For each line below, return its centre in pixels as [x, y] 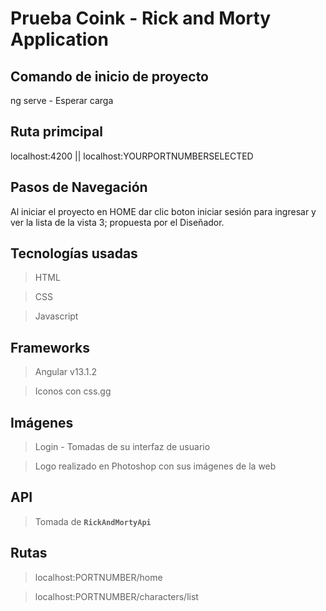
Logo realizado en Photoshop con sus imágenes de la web [155, 466]
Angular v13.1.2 [66, 372]
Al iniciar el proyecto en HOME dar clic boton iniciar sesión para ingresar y [163, 211]
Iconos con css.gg [73, 391]
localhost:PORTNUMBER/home [98, 577]
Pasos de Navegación [79, 187]
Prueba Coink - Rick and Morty [141, 18]
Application [59, 39]
